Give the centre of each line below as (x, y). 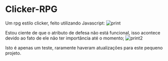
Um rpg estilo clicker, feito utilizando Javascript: (55, 23)
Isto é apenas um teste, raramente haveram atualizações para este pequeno (84, 47)
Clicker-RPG (31, 9)
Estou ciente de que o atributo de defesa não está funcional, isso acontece (83, 32)
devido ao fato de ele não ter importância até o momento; (65, 38)
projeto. (13, 53)
